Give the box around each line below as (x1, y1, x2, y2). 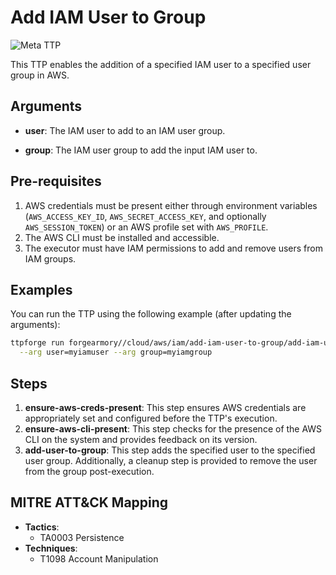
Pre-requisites (10, 173, 102, 190)
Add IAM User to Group (10, 6, 207, 29)
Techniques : (24, 542, 78, 554)
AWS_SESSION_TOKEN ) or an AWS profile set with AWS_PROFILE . (24, 221, 269, 233)
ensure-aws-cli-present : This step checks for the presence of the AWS (24, 422, 323, 435)
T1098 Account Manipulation (39, 552, 159, 565)
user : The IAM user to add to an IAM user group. (24, 124, 226, 136)
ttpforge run (10, 338, 65, 348)
